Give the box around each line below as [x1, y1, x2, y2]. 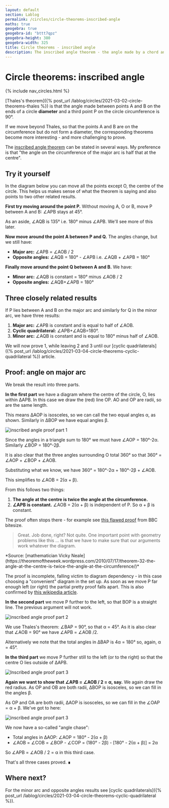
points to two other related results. [5, 194, 77, 200]
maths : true [5, 21, 30, 27]
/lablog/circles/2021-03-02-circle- [71, 98, 143, 104]
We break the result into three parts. [5, 382, 80, 388]
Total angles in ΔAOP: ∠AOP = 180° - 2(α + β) [12, 734, 108, 740]
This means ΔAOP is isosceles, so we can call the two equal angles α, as [5, 412, 156, 418]
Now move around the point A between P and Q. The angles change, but [5, 234, 157, 240]
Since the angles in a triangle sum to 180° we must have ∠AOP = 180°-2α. [5, 437, 159, 443]
